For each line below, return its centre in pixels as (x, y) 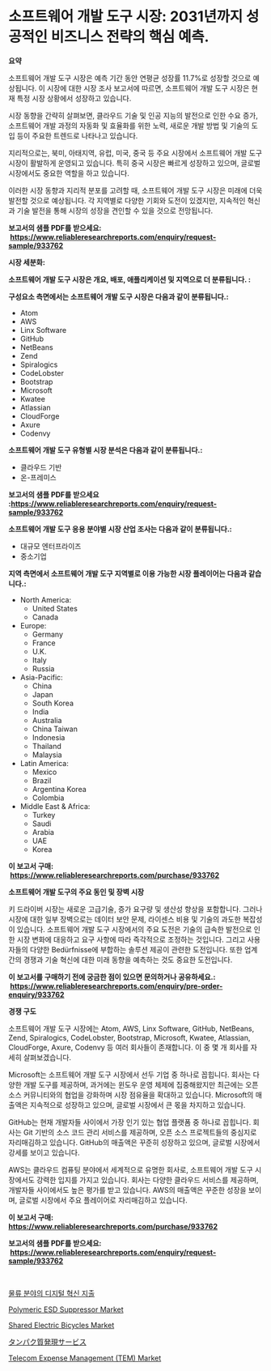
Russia (43, 668)
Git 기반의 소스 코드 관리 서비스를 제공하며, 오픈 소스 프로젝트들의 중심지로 (140, 1132)
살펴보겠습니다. (47, 1057)
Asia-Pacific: (41, 677)
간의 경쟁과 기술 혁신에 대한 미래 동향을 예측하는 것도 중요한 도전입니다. (121, 960)
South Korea (53, 703)
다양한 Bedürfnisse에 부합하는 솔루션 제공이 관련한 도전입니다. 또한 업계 (144, 949)
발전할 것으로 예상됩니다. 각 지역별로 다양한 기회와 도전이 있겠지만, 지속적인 (127, 200)
